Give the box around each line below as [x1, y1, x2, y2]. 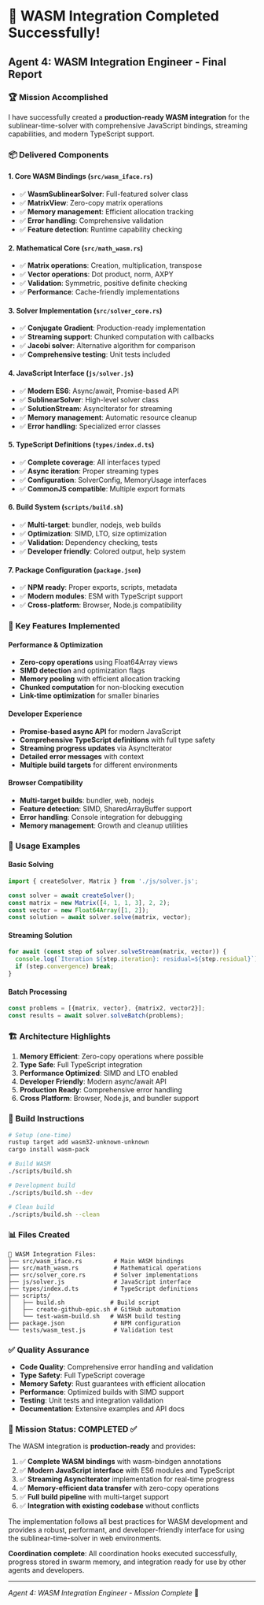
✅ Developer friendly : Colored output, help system [19, 547, 186, 556]
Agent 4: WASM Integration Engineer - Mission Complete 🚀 [8, 1588, 199, 1598]
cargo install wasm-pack [8, 1146, 90, 1154]
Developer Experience [8, 709, 82, 718]
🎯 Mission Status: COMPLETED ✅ [8, 1423, 137, 1434]
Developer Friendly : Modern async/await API [19, 1077, 167, 1086]
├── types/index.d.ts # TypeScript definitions [8, 1284, 199, 1292]
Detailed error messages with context [19, 751, 144, 761]
